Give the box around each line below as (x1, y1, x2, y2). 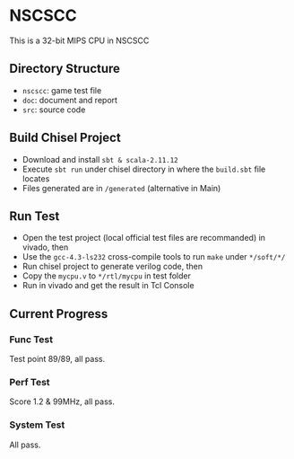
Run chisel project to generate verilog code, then (22, 261, 203, 272)
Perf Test (9, 375, 51, 388)
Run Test (9, 208, 60, 224)
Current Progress (9, 306, 108, 322)
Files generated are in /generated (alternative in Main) (22, 182, 221, 193)
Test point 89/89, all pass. (9, 354, 106, 365)
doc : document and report (22, 94, 118, 105)
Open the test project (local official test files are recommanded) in (22, 233, 266, 243)
